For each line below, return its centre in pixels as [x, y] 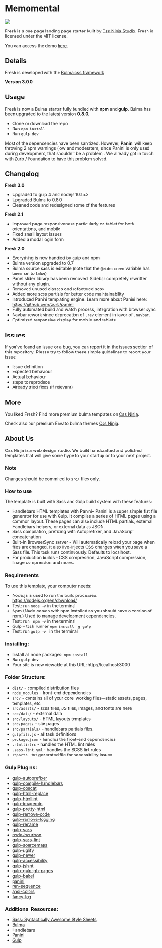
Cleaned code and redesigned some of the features [63, 205]
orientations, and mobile [36, 229]
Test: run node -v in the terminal [44, 605]
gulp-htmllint [25, 799]
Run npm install [29, 129]
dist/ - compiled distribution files [45, 688]
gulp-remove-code [31, 814]
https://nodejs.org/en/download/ [44, 600]
